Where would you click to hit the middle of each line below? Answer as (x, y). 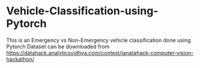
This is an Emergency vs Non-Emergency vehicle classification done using (98, 40)
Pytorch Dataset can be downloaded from (58, 47)
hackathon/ (20, 59)
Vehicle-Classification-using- (82, 11)
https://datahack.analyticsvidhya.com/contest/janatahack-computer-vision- (100, 52)
